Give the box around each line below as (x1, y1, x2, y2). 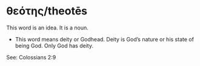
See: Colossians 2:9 (6, 53, 56, 61)
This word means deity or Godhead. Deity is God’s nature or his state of (15, 35, 194, 43)
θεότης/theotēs (6, 4, 88, 18)
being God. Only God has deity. (15, 42, 94, 49)
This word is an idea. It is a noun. (6, 24, 89, 31)
